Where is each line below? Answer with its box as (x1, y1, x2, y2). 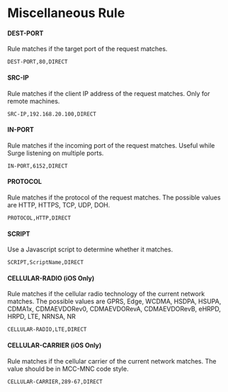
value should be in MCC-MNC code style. (7, 364, 129, 373)
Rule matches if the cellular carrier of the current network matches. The (7, 356, 217, 365)
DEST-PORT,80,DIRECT (7, 58, 69, 65)
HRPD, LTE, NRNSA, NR (7, 312, 76, 321)
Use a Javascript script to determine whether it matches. (7, 245, 173, 254)
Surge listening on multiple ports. (7, 148, 104, 157)
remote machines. (7, 97, 60, 105)
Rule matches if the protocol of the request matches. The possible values (7, 193, 221, 202)
